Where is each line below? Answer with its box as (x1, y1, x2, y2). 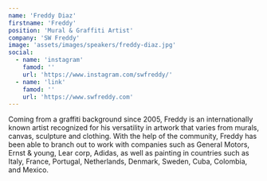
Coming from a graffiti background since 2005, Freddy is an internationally (8, 114, 253, 124)
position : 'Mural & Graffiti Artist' (8, 26, 134, 34)
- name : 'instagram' (15, 56, 84, 64)
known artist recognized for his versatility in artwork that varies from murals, (8, 123, 260, 133)
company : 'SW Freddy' (8, 33, 80, 42)
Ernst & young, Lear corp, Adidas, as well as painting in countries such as (8, 148, 249, 158)
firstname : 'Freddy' (8, 19, 77, 27)
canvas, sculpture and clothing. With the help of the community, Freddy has (8, 132, 257, 141)
